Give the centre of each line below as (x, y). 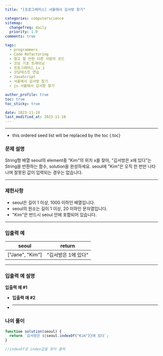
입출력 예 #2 (24, 298)
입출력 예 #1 (16, 287)
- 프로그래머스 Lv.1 (27, 68)
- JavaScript (23, 77)
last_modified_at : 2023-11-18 (36, 117)
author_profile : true (27, 95)
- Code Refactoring (29, 54)
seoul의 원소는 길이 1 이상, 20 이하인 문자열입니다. (60, 208)
